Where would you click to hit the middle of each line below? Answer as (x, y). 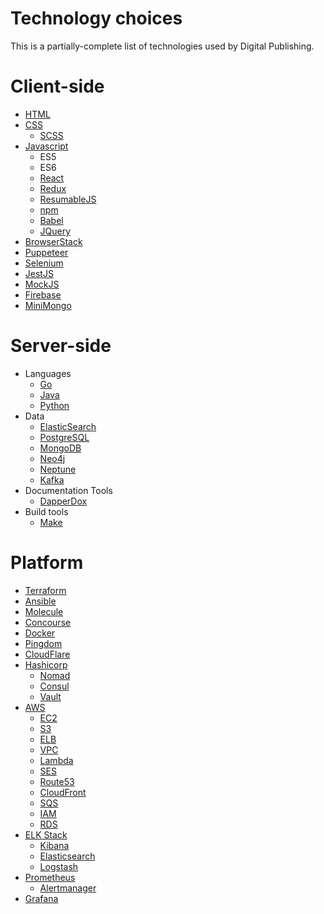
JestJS (39, 273)
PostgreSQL (64, 437)
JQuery (55, 231)
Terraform (45, 590)
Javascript (46, 146)
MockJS (42, 284)
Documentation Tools (68, 490)
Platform (47, 563)
